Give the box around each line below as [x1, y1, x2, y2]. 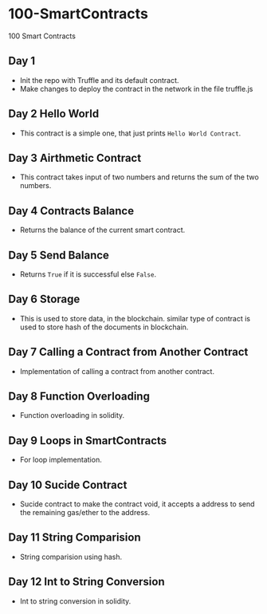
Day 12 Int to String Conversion [8, 575, 165, 588]
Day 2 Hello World [8, 107, 100, 120]
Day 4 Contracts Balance [8, 204, 134, 218]
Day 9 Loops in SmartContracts [8, 434, 167, 447]
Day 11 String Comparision [8, 531, 141, 545]
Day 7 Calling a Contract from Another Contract [8, 345, 249, 359]
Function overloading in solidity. [19, 411, 125, 420]
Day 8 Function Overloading [8, 390, 150, 403]
